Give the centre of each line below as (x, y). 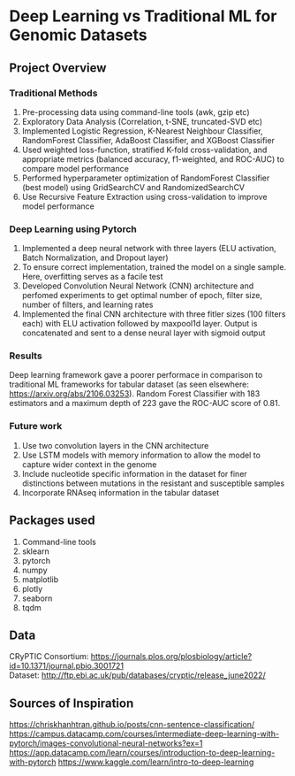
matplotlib (40, 579)
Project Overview (58, 68)
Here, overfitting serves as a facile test (92, 277)
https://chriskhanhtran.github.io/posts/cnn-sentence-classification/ (132, 725)
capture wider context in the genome (89, 464)
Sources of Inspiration (72, 703)
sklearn (36, 551)
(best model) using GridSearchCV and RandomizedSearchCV (133, 187)
